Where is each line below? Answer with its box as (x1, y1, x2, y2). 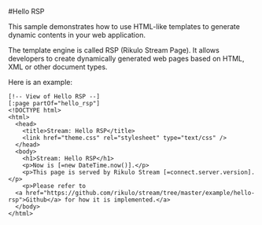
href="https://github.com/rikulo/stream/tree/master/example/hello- (25, 189, 256, 197)
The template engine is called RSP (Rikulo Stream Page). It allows (8, 46, 220, 54)
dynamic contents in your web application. (8, 31, 146, 39)
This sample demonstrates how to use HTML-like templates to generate (8, 22, 240, 31)
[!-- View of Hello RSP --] (8, 93, 101, 101)
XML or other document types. (8, 62, 108, 72)
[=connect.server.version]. (162, 168, 256, 176)
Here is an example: (8, 78, 73, 87)
